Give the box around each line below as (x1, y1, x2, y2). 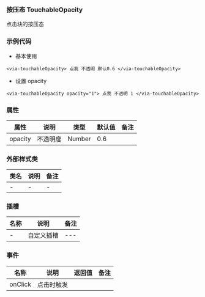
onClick (9, 280, 32, 288)
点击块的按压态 (6, 20, 44, 28)
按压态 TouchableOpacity (6, 5, 83, 13)
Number (67, 134, 91, 143)
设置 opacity (15, 77, 47, 84)
